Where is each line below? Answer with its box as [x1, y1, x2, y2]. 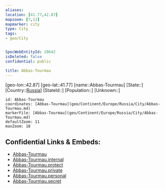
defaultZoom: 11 [5, 119, 40, 124]
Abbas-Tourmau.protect [12, 162, 64, 168]
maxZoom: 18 [5, 124, 31, 129]
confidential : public [5, 59, 51, 64]
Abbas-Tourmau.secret [12, 178, 62, 184]
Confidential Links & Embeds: [5, 138, 101, 146]
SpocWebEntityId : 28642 [5, 49, 56, 54]
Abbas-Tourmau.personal [12, 173, 67, 179]
